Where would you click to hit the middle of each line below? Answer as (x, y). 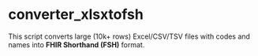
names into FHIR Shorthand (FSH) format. (77, 44)
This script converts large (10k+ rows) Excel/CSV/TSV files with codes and (129, 36)
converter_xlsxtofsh (76, 15)
